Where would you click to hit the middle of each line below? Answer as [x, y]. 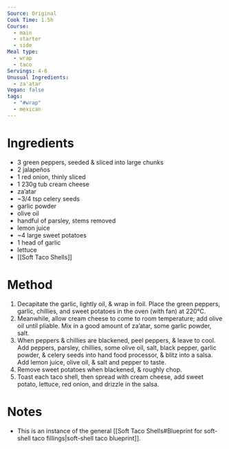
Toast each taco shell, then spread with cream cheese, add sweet [110, 377]
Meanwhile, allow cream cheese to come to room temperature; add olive [120, 318]
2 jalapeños [33, 170]
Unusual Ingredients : [38, 77]
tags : [15, 97]
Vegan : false [26, 90]
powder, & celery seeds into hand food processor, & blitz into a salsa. [115, 355]
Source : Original [32, 13]
